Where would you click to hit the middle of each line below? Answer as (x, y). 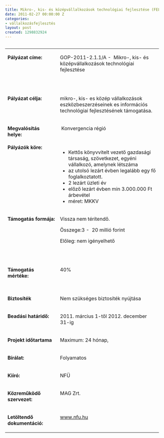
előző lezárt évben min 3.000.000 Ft (110, 189)
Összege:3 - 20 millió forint (93, 230)
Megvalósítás (24, 128)
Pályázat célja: (25, 98)
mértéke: (18, 276)
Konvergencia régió (84, 128)
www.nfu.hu (74, 417)
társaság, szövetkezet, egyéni (102, 158)
